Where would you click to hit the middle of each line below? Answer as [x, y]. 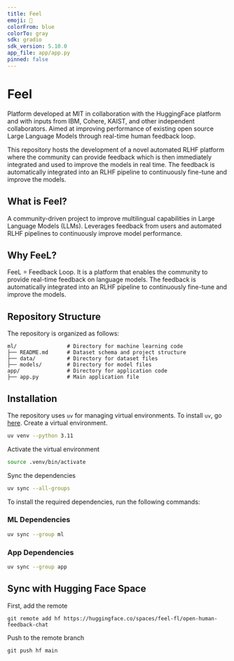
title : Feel [25, 14]
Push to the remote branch [46, 637]
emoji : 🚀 [20, 20]
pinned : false [28, 60]
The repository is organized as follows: [63, 333]
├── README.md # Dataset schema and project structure [97, 353]
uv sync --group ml [36, 534]
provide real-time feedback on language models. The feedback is [102, 280]
